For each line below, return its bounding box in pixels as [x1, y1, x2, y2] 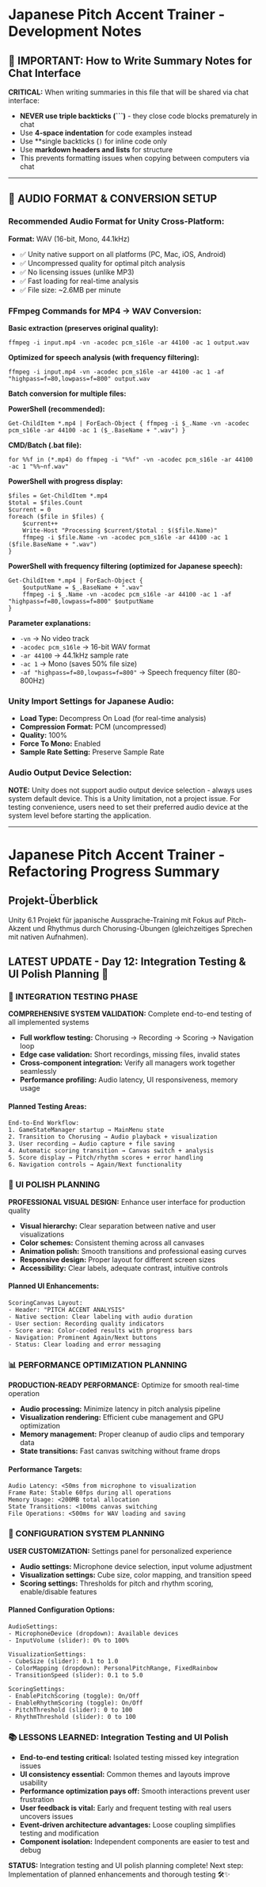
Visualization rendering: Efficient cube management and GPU [19, 1413, 224, 1422]
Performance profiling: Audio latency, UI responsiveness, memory [19, 1075, 238, 1084]
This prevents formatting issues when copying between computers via [19, 153, 250, 163]
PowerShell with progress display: [8, 476, 123, 485]
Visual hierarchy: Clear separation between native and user [19, 1221, 216, 1230]
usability [19, 1778, 47, 1788]
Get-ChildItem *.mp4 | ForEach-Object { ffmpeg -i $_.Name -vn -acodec [8, 419, 249, 428]
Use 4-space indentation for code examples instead [19, 128, 192, 137]
